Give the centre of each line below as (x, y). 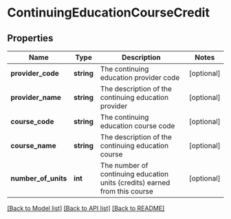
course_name (33, 146)
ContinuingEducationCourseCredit (108, 13)
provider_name (36, 97)
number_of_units (39, 178)
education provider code (140, 77)
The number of (124, 165)
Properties (30, 38)
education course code (137, 126)
